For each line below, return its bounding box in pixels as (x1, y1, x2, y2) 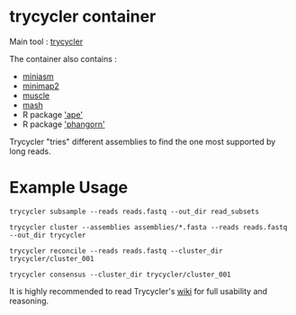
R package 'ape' (22, 109, 84, 120)
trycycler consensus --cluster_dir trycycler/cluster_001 (9, 270, 231, 279)
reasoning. (9, 295, 49, 306)
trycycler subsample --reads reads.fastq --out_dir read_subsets (9, 207, 259, 216)
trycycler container (9, 6, 157, 27)
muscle (22, 90, 50, 101)
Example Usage (9, 177, 129, 198)
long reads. (9, 146, 51, 157)
